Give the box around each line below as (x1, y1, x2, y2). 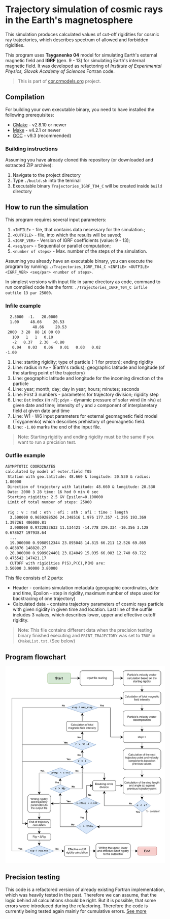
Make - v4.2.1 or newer (12, 127, 61, 133)
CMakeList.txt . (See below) (17, 638, 76, 644)
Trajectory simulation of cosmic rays (5, 4, 163, 15)
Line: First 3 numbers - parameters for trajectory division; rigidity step (12, 391, 159, 398)
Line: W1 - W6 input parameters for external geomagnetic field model (12, 413, 158, 419)
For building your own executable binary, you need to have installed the (5, 106, 155, 113)
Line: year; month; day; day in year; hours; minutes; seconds (12, 386, 140, 392)
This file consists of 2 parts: (5, 575, 63, 581)
